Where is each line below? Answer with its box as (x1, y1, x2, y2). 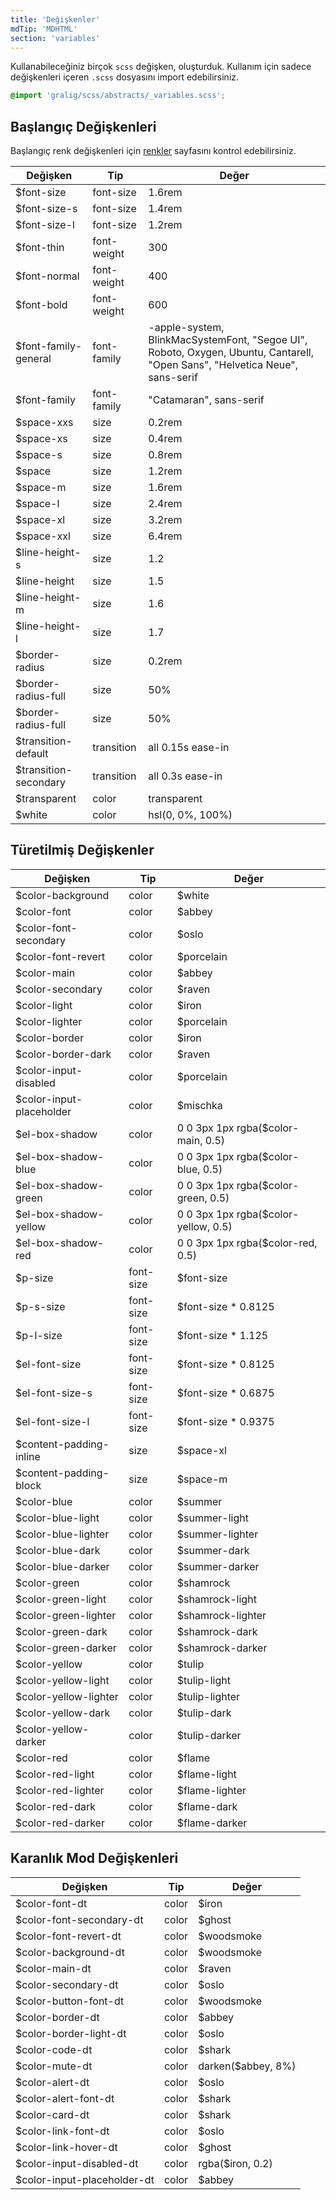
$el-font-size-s (15, 1386, 93, 1400)
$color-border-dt (15, 2010, 100, 2024)
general (15, 352, 52, 366)
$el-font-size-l (15, 1414, 90, 1428)
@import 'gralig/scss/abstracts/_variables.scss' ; (10, 91, 226, 101)
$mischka (176, 1098, 223, 1112)
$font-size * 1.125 (176, 1328, 269, 1342)
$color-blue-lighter (15, 1527, 110, 1541)
